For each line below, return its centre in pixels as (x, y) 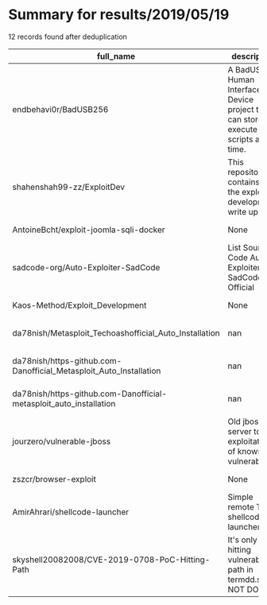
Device (241, 99)
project (241, 109)
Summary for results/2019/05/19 (119, 15)
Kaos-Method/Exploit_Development (79, 305)
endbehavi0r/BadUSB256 (60, 109)
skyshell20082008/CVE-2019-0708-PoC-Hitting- (111, 560)
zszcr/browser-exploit (54, 479)
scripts (240, 139)
